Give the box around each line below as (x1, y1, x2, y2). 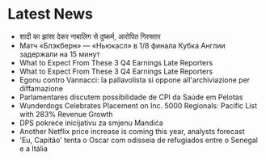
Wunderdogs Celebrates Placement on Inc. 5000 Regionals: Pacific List (19, 100, 258, 110)
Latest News (7, 5, 94, 23)
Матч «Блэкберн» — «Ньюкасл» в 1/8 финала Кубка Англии (19, 40, 226, 50)
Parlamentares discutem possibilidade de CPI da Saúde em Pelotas (19, 92, 243, 102)
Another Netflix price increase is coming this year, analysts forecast (19, 126, 245, 136)
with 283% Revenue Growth (19, 109, 114, 119)
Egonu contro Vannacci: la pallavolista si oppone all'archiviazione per (19, 74, 251, 85)
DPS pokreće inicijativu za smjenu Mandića (19, 118, 163, 128)
